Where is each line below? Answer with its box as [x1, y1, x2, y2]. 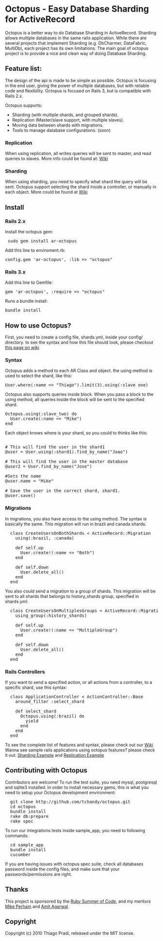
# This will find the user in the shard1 [5, 444, 105, 450]
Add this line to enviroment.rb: [5, 247, 65, 253]
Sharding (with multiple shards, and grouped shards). [12, 112, 119, 118]
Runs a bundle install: [5, 298, 48, 304]
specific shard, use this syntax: [5, 684, 67, 691]
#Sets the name [5, 473, 41, 479]
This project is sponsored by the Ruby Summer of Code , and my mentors [5, 898, 151, 904]
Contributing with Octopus [5, 767, 87, 775]
